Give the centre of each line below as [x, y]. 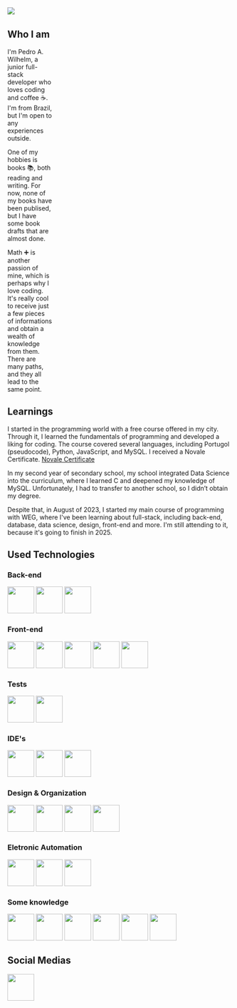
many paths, [26, 366]
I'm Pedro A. [26, 51]
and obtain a [26, 328]
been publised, [29, 208]
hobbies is [22, 159]
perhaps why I [28, 283]
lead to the [23, 382]
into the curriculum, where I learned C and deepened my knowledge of [111, 480]
